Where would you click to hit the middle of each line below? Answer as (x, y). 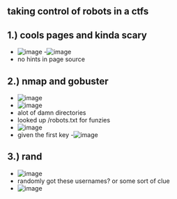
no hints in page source (51, 59)
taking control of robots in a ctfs (78, 11)
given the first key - (45, 135)
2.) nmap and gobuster (58, 81)
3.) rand (25, 157)
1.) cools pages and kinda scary (77, 35)
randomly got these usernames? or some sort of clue (93, 181)
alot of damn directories (52, 113)
